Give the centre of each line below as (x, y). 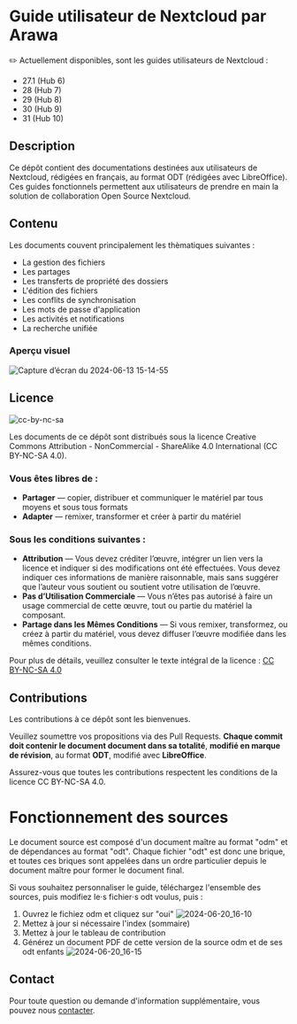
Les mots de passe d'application (81, 309)
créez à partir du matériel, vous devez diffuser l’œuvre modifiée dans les (154, 634)
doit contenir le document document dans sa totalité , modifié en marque (145, 746)
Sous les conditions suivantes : (77, 539)
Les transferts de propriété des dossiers (95, 281)
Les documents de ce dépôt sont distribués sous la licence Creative (133, 437)
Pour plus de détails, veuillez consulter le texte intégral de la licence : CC (142, 661)
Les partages (46, 271)
